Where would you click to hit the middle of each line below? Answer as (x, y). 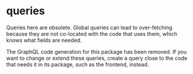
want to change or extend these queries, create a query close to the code (97, 58)
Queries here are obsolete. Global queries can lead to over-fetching (89, 27)
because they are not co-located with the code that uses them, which (92, 33)
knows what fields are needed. (44, 40)
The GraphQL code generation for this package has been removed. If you (96, 51)
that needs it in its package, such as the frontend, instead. (78, 64)
